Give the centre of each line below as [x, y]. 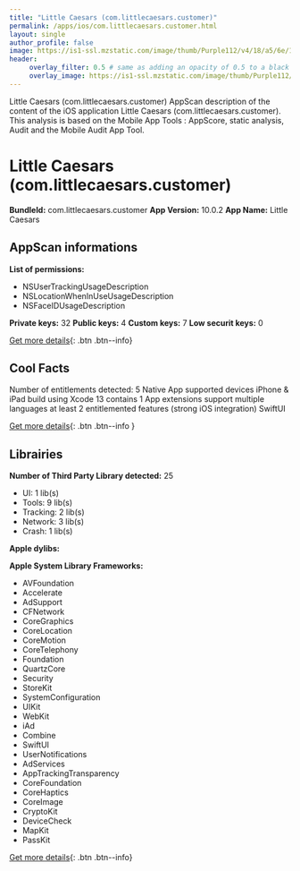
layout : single [37, 34]
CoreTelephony [50, 650]
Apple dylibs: [34, 549]
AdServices [43, 764]
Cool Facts [39, 368]
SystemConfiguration [61, 697]
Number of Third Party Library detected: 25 [92, 476]
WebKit [36, 716]
